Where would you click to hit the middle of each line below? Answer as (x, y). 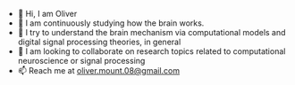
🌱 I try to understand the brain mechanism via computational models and (152, 32)
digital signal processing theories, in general (99, 42)
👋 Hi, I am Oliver (47, 14)
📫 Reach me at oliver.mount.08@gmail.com (99, 70)
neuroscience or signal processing (81, 61)
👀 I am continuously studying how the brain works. (111, 23)
